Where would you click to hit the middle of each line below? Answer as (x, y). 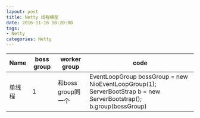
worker (71, 59)
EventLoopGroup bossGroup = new (139, 76)
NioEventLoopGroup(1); (123, 84)
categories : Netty (29, 39)
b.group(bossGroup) (118, 106)
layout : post (22, 12)
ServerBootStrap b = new (125, 91)
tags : (13, 28)
